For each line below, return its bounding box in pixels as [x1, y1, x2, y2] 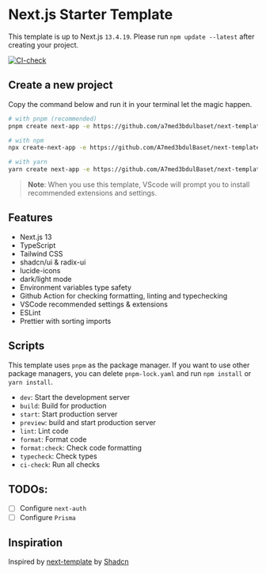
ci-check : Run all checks [19, 459, 101, 469]
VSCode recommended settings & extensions [19, 299, 169, 309]
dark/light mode [19, 274, 73, 283]
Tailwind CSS [19, 249, 63, 258]
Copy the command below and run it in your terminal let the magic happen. [8, 99, 253, 108]
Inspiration [8, 536, 63, 549]
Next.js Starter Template [8, 6, 173, 24]
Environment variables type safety [19, 283, 132, 292]
